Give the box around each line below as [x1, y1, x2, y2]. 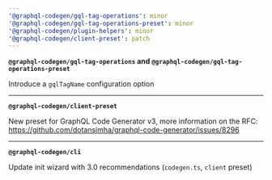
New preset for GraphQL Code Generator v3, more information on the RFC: [8, 116, 258, 126]
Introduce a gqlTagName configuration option [8, 79, 155, 89]
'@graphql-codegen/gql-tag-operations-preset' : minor [8, 19, 194, 27]
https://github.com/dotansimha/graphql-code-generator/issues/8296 [8, 125, 240, 135]
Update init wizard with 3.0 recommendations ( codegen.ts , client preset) [8, 162, 253, 172]
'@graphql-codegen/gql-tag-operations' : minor [8, 11, 168, 20]
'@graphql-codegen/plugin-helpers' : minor [8, 27, 154, 35]
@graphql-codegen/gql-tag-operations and [8, 57, 151, 66]
